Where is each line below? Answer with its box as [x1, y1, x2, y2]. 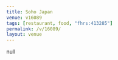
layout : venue [6, 32, 43, 38]
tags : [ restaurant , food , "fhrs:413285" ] [6, 20, 113, 26]
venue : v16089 [6, 15, 43, 21]
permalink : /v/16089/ [6, 25, 61, 32]
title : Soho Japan [6, 8, 53, 15]
